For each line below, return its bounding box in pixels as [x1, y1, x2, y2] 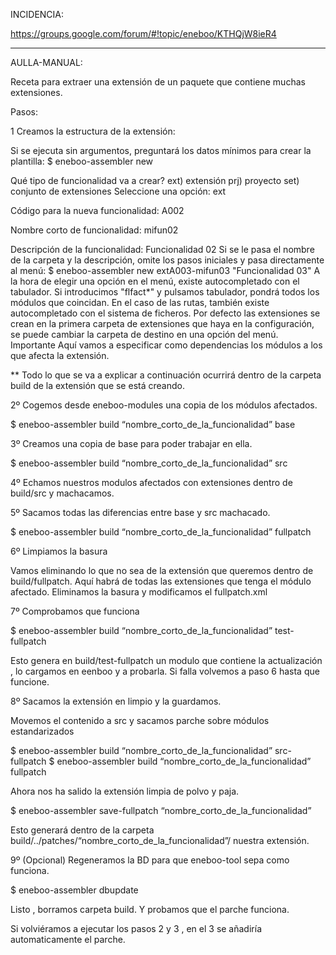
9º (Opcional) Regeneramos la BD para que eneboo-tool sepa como [10, 854, 290, 866]
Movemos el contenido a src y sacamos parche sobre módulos [10, 715, 270, 726]
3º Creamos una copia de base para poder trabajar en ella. [10, 438, 253, 449]
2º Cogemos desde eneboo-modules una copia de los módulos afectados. [10, 399, 318, 411]
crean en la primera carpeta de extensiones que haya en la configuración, [10, 318, 315, 329]
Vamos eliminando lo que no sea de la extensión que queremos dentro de [10, 565, 314, 576]
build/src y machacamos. [10, 487, 115, 499]
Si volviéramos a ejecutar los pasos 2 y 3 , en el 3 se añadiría [10, 923, 262, 934]
